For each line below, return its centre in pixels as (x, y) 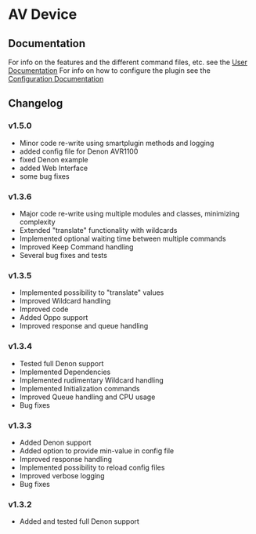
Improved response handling (65, 459)
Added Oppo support (54, 318)
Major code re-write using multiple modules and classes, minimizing (130, 213)
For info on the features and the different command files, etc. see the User (128, 62)
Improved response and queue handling (84, 326)
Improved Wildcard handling (65, 301)
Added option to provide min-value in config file (97, 450)
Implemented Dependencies (65, 372)
